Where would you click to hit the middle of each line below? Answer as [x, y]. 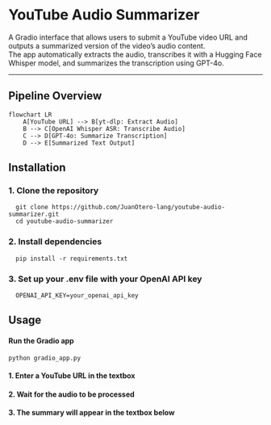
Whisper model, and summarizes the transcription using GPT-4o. [116, 63]
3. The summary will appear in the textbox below [92, 413]
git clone [32, 208]
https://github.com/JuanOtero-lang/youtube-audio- [138, 208]
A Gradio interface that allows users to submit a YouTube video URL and [128, 37]
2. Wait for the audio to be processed [71, 394]
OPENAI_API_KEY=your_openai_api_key [77, 296]
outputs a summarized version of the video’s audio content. [107, 45]
